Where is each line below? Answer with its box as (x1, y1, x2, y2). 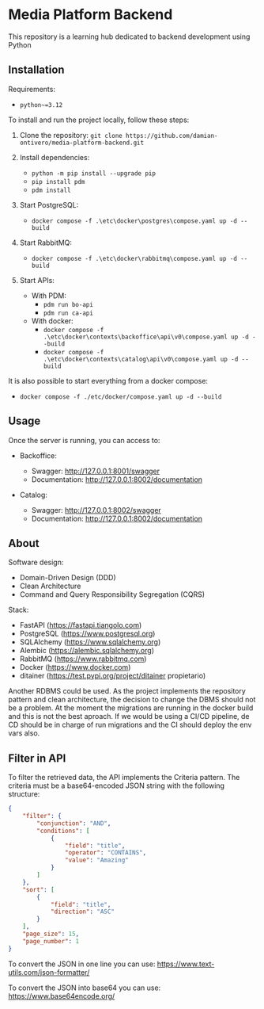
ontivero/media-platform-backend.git (19, 139, 145, 147)
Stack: (8, 605, 29, 615)
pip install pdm (31, 178, 85, 185)
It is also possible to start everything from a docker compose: (8, 376, 208, 385)
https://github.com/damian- (125, 132, 218, 140)
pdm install (31, 186, 71, 194)
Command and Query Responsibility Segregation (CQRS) (19, 590, 206, 599)
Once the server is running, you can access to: (8, 435, 160, 445)
